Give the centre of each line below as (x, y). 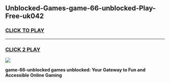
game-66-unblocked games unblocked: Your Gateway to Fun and (75, 69)
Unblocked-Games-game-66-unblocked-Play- (80, 8)
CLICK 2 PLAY (23, 49)
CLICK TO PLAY (25, 31)
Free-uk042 (25, 16)
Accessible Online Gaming (34, 75)
